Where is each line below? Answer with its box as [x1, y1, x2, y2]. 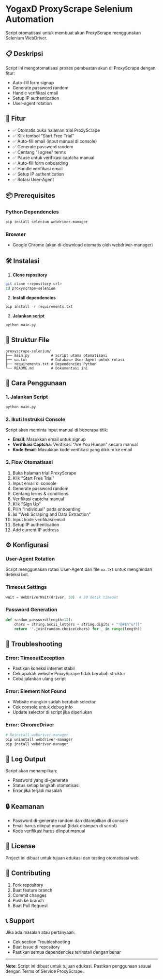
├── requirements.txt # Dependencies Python [5, 361, 97, 367]
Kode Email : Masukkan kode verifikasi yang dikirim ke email [12, 447, 132, 453]
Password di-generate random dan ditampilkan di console [12, 818, 128, 823]
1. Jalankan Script [5, 393, 48, 400]
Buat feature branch [12, 887, 53, 893]
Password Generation [5, 606, 58, 613]
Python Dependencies [5, 208, 59, 215]
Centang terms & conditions [12, 490, 69, 496]
